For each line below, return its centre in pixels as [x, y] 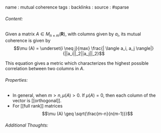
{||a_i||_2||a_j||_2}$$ [84, 54]
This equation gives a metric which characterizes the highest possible [77, 63]
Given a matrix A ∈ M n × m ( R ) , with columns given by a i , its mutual [73, 34]
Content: [14, 18]
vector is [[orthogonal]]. [37, 101]
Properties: [16, 80]
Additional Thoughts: [27, 125]
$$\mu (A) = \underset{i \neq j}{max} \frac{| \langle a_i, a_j [74, 48]
